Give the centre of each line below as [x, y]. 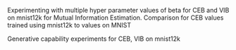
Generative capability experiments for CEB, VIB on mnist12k [94, 39]
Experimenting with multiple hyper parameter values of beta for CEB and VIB [118, 10]
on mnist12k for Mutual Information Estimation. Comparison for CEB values [116, 18]
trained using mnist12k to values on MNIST [69, 25]
